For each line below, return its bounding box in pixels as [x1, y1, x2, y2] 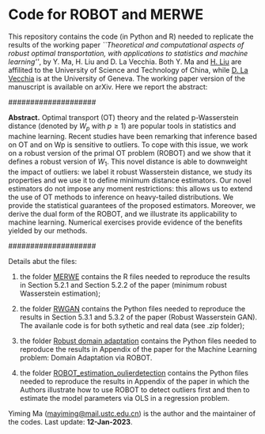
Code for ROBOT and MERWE [8, 6, 204, 24]
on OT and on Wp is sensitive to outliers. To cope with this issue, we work [8, 140, 248, 149]
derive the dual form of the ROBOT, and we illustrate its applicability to [8, 209, 237, 218]
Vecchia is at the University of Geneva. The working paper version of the [8, 74, 245, 83]
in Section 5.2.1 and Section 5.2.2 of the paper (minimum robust [19, 280, 227, 289]
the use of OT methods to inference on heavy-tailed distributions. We [8, 192, 234, 202]
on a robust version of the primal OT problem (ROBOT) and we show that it [8, 148, 252, 157]
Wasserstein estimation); [19, 289, 101, 298]
